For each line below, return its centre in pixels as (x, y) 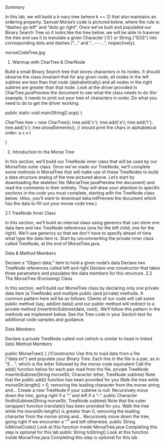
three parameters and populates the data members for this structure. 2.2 (79, 273)
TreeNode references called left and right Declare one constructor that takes (83, 268)
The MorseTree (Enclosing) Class (39, 278)
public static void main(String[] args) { (44, 113)
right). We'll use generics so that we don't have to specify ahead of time (78, 233)
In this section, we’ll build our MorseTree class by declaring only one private (82, 288)
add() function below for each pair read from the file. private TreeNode (77, 369)
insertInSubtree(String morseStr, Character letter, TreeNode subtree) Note (80, 374)
